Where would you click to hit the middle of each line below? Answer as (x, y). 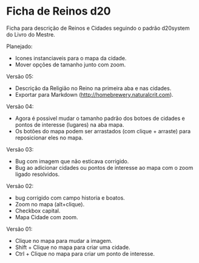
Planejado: (19, 46)
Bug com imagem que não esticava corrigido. (72, 161)
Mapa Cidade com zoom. (46, 217)
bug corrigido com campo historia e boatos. (70, 198)
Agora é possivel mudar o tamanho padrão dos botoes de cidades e (100, 118)
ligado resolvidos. (37, 174)
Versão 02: (20, 186)
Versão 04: (20, 106)
